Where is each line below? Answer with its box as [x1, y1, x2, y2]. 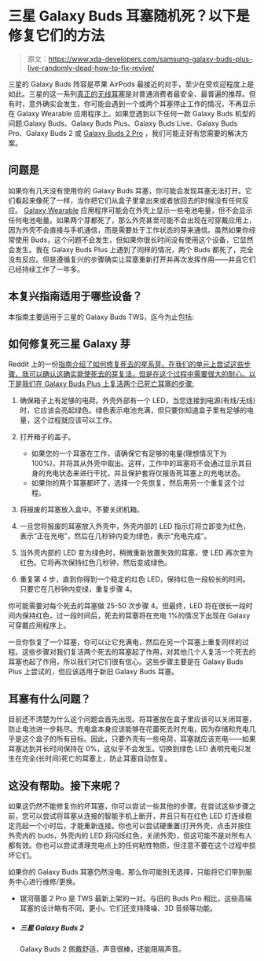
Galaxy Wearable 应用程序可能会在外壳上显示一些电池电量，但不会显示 [23, 205, 253, 215]
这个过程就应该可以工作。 [33, 416, 116, 425]
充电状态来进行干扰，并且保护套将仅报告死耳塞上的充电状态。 [45, 468, 245, 478]
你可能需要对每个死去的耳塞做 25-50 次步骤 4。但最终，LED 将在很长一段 [8, 601, 246, 611]
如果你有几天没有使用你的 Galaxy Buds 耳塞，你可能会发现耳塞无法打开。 [8, 185, 246, 195]
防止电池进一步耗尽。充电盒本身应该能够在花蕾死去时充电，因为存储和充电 [8, 724, 249, 734]
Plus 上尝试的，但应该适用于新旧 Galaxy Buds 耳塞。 [8, 667, 179, 677]
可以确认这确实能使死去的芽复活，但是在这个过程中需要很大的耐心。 [28, 369, 249, 379]
